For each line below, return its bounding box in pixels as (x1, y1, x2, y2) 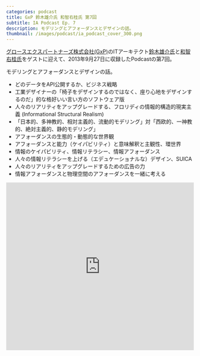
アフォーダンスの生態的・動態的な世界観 (14, 133, 114, 140)
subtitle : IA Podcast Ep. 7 (6, 20, 76, 26)
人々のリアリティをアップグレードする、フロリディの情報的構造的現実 (14, 103, 186, 110)
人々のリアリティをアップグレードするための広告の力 (14, 163, 145, 170)
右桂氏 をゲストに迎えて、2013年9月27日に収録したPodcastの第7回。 (6, 55, 176, 63)
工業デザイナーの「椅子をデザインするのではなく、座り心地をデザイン (14, 88, 187, 95)
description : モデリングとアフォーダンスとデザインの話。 (6, 25, 134, 32)
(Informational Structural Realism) (21, 111, 104, 118)
